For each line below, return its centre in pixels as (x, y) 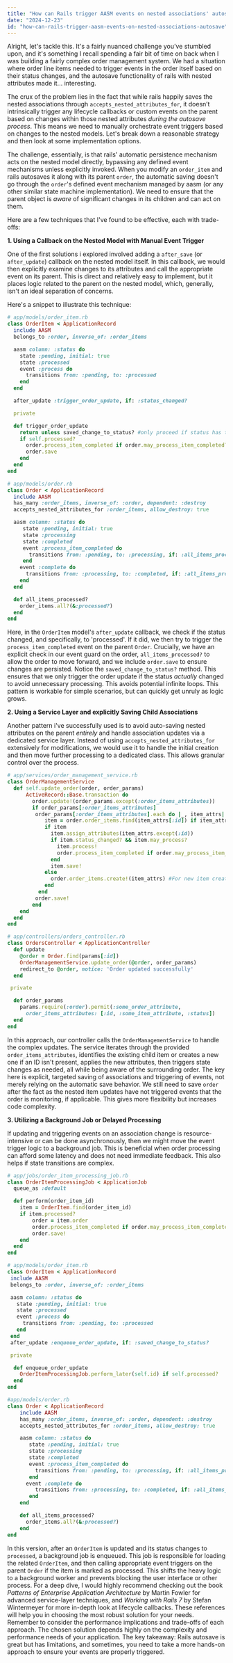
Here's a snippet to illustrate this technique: (69, 305)
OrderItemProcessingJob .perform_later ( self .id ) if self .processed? (119, 1374)
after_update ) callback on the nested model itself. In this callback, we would (116, 262)
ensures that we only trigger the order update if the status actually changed (115, 676)
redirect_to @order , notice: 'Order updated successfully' (107, 969)
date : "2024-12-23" (35, 20)
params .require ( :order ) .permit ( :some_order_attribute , (101, 1007)
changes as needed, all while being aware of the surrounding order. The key (116, 1069)
